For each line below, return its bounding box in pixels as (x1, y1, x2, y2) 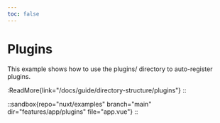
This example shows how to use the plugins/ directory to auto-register (7, 65, 213, 73)
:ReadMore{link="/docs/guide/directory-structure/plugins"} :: (7, 86, 187, 95)
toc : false (7, 10, 40, 18)
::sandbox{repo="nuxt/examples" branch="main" (7, 100, 152, 108)
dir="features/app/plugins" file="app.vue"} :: (7, 107, 138, 116)
